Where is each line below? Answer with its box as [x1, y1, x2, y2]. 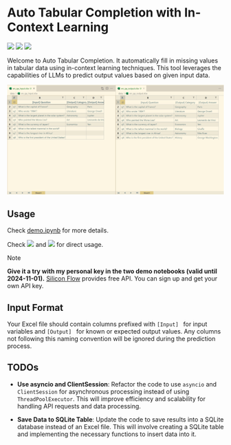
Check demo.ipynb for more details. [7, 226, 109, 235]
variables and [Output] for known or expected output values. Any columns [7, 327, 221, 335]
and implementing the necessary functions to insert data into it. [16, 430, 197, 438]
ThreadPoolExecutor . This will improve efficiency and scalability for [16, 394, 206, 403]
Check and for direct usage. [7, 241, 104, 249]
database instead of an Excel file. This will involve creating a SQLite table [16, 422, 225, 431]
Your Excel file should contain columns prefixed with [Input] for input [7, 320, 208, 328]
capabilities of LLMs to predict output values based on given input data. [7, 71, 210, 79]
